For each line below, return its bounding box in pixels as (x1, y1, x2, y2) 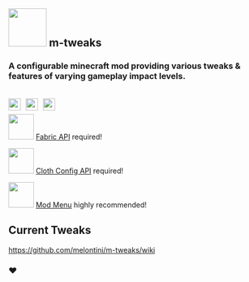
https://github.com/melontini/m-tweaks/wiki (8, 245, 156, 254)
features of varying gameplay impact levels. (8, 71, 187, 82)
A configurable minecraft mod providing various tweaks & (8, 60, 241, 72)
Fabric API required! (35, 132, 103, 141)
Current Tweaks (8, 223, 92, 237)
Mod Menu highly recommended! (35, 200, 148, 210)
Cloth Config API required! (35, 166, 124, 176)
